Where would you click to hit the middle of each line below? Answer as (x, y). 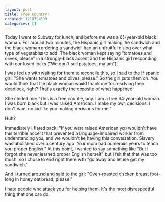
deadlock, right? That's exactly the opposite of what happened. (70, 89)
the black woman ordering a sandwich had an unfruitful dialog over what (79, 48)
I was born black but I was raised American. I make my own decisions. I (78, 103)
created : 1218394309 (26, 19)
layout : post (19, 10)
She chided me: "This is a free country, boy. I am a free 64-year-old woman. (83, 99)
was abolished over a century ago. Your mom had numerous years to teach (82, 144)
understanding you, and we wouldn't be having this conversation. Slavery (80, 138)
